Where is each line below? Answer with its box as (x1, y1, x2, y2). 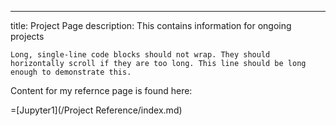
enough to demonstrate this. (10, 67, 132, 77)
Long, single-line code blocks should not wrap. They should (10, 50, 271, 60)
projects (10, 31, 45, 42)
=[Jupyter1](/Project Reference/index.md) (10, 104, 183, 116)
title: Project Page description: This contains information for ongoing (10, 20, 292, 31)
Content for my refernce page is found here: (10, 85, 193, 96)
